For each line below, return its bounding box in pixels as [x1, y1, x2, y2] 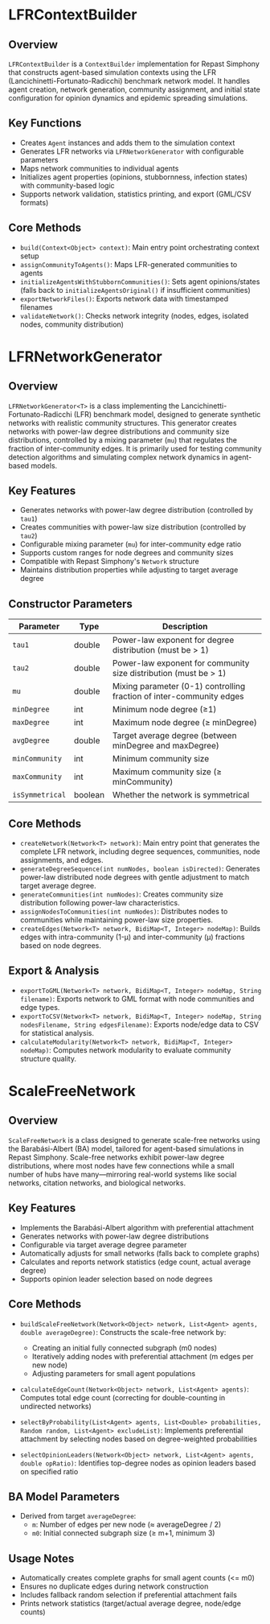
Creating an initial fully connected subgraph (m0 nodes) [31, 1342, 218, 1353]
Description [162, 621, 208, 633]
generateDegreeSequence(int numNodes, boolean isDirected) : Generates [19, 864, 260, 874]
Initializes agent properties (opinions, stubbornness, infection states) [19, 171, 247, 182]
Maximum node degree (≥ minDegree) [112, 717, 257, 728]
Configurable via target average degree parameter [19, 1239, 187, 1249]
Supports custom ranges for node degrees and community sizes [19, 548, 234, 558]
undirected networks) [19, 1401, 92, 1411]
